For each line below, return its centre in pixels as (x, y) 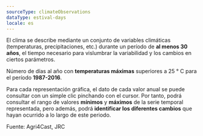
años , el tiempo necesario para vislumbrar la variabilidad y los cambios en (99, 53)
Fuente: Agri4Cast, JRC (36, 127)
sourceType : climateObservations (48, 12)
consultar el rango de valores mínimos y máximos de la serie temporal (95, 102)
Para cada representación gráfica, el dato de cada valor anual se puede (96, 89)
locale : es (20, 23)
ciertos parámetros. (31, 60)
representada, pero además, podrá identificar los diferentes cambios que (99, 109)
